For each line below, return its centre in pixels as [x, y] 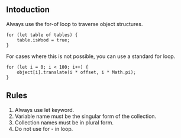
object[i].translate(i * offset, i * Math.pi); [76, 72]
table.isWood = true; [43, 40]
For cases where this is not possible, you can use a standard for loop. [91, 56]
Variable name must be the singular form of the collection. [85, 116]
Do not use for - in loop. [44, 129]
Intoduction [28, 10]
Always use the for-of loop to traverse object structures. [75, 24]
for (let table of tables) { [42, 35]
